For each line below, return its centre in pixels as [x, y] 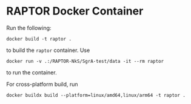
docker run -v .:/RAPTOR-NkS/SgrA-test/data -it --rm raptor [85, 61]
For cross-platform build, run [42, 84]
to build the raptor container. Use [48, 50]
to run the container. [32, 72]
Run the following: [29, 28]
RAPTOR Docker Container [75, 11]
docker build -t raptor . [39, 39]
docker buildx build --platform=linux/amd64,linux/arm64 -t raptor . [96, 95]
